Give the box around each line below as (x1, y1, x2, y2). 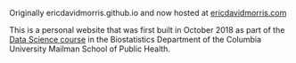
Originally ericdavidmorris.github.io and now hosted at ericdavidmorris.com (9, 8, 287, 18)
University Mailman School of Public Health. (9, 43, 171, 54)
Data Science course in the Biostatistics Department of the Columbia (9, 35, 261, 44)
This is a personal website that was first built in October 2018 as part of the (9, 25, 285, 35)
